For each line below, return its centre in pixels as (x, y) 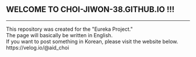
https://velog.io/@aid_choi (38, 47)
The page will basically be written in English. (59, 35)
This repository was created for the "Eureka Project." (69, 29)
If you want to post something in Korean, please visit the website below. (92, 41)
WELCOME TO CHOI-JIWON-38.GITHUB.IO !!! (90, 10)
